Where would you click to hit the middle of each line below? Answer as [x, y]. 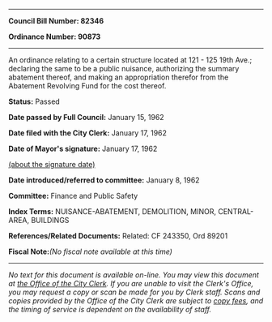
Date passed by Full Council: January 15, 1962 [86, 117]
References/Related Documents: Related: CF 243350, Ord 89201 [118, 236]
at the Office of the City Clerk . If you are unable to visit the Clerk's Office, [131, 283]
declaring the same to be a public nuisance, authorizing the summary [124, 69]
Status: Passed [34, 101]
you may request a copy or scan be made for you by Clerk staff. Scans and [134, 292]
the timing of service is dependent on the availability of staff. [110, 309]
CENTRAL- [236, 211]
